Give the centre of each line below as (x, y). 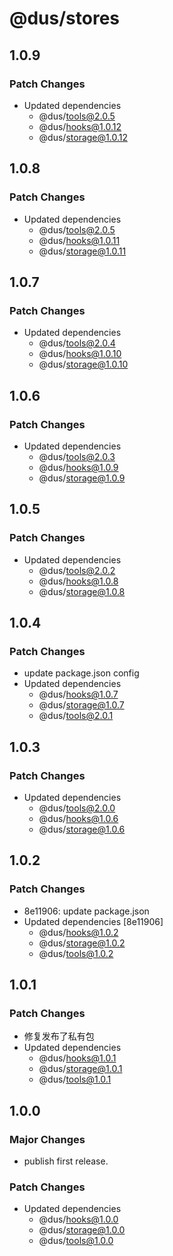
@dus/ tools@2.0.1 (76, 716)
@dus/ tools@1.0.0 (76, 1241)
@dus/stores (64, 18)
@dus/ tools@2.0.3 (77, 456)
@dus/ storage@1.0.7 (81, 705)
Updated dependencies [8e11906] (93, 921)
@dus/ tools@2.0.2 (77, 570)
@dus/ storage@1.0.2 (82, 943)
